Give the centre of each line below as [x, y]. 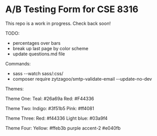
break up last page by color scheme [50, 48]
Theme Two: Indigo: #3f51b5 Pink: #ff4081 [50, 108]
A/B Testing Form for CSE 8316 [72, 9]
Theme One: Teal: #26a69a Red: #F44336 [50, 98]
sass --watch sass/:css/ [38, 73]
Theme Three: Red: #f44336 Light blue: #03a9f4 [57, 118]
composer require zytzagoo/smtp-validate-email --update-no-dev [82, 79]
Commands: [18, 63]
